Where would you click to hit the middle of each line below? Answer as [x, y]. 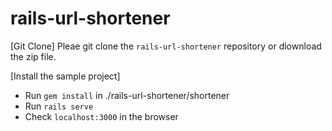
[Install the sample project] [65, 76]
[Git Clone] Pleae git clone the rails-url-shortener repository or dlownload [166, 46]
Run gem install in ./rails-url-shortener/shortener [127, 95]
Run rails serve [59, 106]
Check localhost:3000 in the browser [101, 116]
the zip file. [33, 56]
